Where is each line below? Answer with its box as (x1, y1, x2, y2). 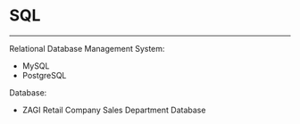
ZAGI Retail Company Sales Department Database (21, 104, 206, 115)
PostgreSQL (21, 70, 67, 80)
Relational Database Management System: (9, 43, 165, 54)
